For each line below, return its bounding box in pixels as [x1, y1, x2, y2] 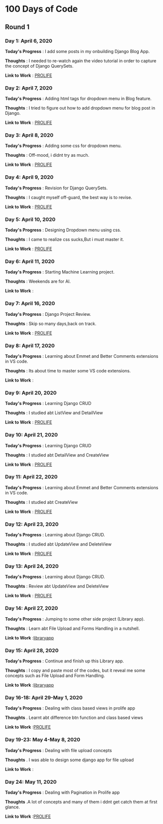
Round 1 [5, 23, 30, 31]
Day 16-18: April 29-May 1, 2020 [5, 694, 83, 701]
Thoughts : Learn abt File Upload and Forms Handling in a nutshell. [5, 625, 140, 631]
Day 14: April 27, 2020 [5, 605, 58, 612]
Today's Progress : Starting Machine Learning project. [5, 269, 115, 275]
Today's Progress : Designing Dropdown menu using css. [5, 227, 122, 233]
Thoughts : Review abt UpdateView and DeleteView [5, 583, 109, 589]
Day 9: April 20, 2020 [5, 389, 57, 396]
